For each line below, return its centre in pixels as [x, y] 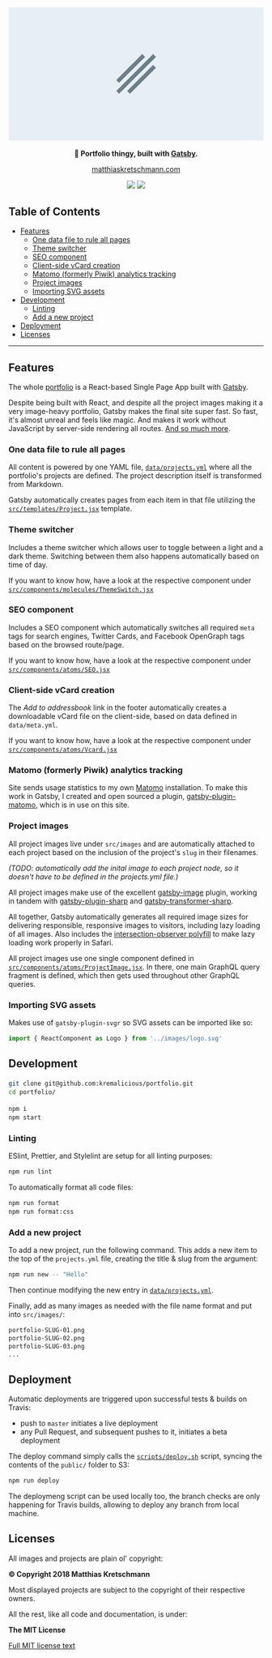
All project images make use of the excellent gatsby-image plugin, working [133, 892]
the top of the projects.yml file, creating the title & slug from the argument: [134, 1258]
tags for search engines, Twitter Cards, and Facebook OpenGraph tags [127, 636]
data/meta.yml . [33, 725]
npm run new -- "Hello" [49, 1275]
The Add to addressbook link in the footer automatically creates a [117, 707]
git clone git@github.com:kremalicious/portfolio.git [101, 1083]
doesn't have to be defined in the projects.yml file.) [93, 876]
